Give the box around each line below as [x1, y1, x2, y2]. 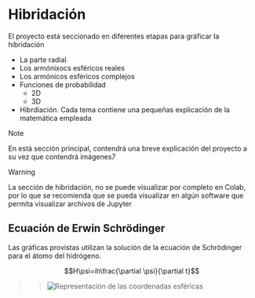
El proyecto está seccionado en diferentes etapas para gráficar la [8, 31, 220, 41]
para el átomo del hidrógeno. [8, 251, 102, 260]
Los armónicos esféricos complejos [19, 71, 135, 81]
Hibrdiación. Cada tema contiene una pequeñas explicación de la [19, 104, 230, 114]
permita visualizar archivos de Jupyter [8, 198, 132, 209]
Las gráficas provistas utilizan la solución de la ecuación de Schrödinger [8, 242, 242, 252]
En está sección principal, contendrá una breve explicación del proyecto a [8, 144, 247, 153]
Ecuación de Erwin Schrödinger [8, 222, 166, 235]
